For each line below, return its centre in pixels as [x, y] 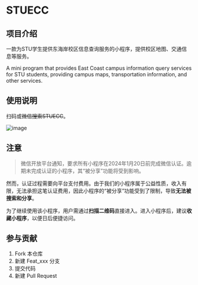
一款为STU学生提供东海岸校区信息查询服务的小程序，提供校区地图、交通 [94, 49]
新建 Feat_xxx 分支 [37, 261]
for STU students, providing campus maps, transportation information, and [97, 74]
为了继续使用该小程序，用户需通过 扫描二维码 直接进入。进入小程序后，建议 [96, 210]
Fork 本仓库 [29, 254]
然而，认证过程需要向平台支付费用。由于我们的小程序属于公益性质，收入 [94, 183]
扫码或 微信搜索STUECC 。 [37, 116]
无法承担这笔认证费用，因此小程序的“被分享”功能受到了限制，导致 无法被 [104, 190]
